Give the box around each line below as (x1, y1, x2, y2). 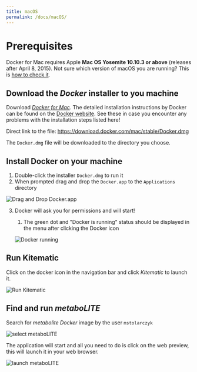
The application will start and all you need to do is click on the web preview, (6, 341, 189, 348)
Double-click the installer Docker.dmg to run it (14, 172, 123, 179)
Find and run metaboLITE (6, 303, 101, 313)
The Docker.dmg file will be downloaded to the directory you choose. (6, 139, 171, 146)
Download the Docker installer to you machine (6, 88, 179, 98)
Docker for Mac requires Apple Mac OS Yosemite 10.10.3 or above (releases (6, 59, 192, 66)
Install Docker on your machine (6, 156, 122, 166)
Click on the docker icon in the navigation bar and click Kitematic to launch (6, 269, 188, 276)
